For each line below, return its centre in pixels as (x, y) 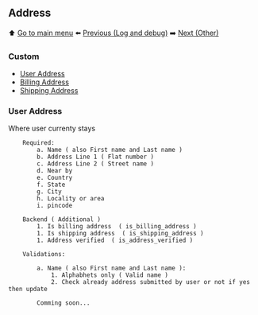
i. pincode (55, 206)
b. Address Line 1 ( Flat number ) (96, 157)
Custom (24, 56)
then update (28, 290)
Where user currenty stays (52, 128)
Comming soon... (64, 303)
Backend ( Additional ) (62, 220)
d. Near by (55, 171)
